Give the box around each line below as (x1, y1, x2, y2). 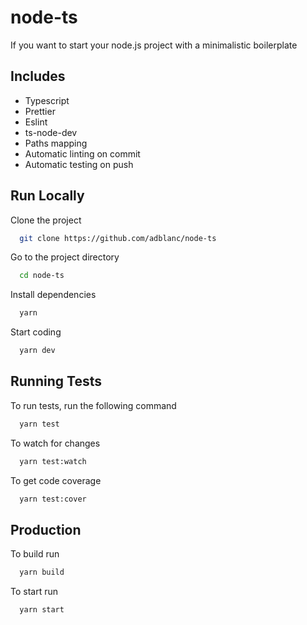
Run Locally (10, 187, 85, 205)
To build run (10, 548, 60, 560)
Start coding (10, 326, 62, 338)
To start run (10, 586, 59, 598)
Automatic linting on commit (24, 147, 141, 160)
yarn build (19, 567, 65, 578)
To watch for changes (10, 437, 101, 449)
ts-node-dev (24, 126, 78, 138)
